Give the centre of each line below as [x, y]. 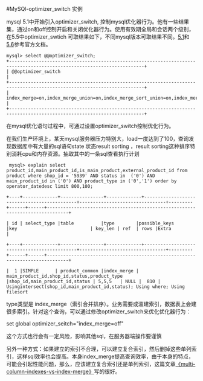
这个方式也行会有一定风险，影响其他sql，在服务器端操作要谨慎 [84, 336]
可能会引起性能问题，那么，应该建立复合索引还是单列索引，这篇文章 [91, 364]
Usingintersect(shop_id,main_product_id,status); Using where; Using [96, 287]
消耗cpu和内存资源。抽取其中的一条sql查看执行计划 [76, 154]
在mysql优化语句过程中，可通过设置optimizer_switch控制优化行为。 [90, 126]
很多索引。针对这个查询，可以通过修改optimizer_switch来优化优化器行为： [99, 312]
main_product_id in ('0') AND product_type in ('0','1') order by [92, 181]
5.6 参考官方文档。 [29, 44]
